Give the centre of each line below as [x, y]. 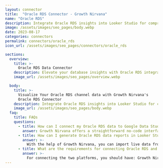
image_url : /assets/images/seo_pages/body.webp [63, 108]
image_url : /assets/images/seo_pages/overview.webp [67, 77]
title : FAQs [26, 118]
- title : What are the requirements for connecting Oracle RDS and [88, 149]
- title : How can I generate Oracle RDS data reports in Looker [84, 135]
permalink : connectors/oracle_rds [40, 41]
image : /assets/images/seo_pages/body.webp [50, 28]
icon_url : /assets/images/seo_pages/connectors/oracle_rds [66, 46]
